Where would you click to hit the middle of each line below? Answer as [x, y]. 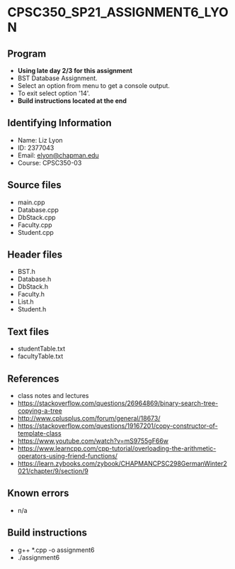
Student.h [32, 309]
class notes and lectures [53, 396]
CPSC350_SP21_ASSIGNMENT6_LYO [118, 12]
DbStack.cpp [36, 217]
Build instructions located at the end [72, 101]
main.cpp [31, 202]
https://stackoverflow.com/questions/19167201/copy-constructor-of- [117, 426]
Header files [35, 255]
